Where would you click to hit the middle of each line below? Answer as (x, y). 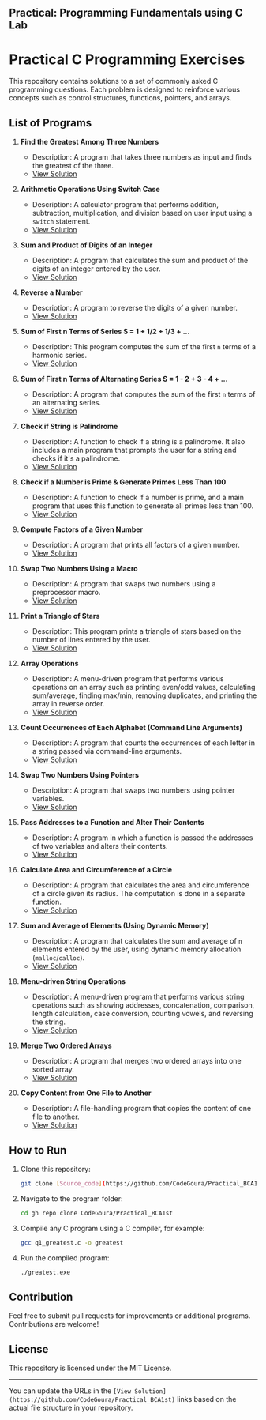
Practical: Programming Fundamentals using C (126, 13)
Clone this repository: (55, 1169)
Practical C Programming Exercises (127, 59)
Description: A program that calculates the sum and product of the (140, 261)
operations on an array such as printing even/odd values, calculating (144, 687)
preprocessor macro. (66, 593)
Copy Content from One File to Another (86, 1093)
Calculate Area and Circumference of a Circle (96, 870)
